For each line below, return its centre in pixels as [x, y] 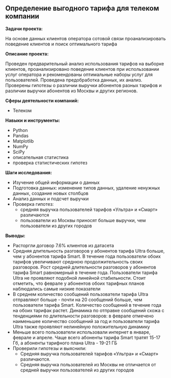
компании [22, 17]
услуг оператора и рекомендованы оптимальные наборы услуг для [79, 74]
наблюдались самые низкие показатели [56, 289]
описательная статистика [40, 157]
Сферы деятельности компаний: [42, 100]
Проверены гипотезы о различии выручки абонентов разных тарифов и [83, 85]
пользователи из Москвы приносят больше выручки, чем [83, 220]
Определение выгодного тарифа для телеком [82, 8]
